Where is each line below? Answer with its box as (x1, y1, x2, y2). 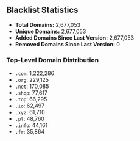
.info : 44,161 (15, 121, 48, 129)
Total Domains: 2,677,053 (15, 21, 81, 28)
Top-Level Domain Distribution (6, 56, 99, 64)
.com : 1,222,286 (15, 70, 55, 77)
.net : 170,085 (15, 82, 49, 90)
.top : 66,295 (15, 96, 47, 103)
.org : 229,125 (15, 76, 49, 84)
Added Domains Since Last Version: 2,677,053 (15, 34, 135, 42)
